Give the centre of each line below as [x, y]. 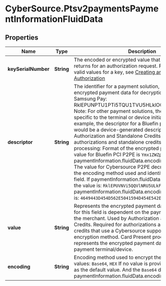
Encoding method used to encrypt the [118, 257]
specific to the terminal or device [112, 117]
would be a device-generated [108, 130]
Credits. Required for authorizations [115, 225]
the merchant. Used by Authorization [117, 218]
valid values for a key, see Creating [114, 72]
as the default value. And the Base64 [115, 270]
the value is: [88, 185]
